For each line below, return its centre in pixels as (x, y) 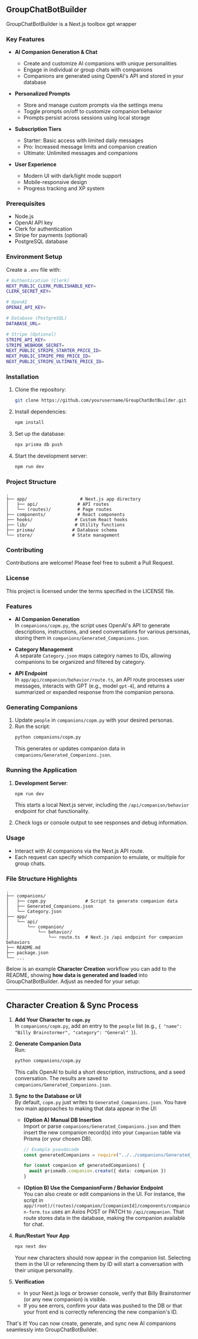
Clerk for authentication (43, 229)
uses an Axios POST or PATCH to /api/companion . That (118, 1212)
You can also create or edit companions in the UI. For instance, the (104, 1194)
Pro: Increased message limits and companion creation (90, 147)
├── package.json (27, 953)
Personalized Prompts (42, 94)
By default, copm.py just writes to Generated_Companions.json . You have (100, 1102)
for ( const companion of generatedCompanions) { (84, 1166)
